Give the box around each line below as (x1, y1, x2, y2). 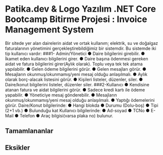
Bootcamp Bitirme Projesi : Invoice (5, 14, 147, 25)
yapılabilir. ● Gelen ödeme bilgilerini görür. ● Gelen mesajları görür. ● (5, 66, 146, 72)
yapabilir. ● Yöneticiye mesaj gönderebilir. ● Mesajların (5, 92, 117, 98)
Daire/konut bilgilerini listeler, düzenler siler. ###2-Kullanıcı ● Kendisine (5, 81, 150, 87)
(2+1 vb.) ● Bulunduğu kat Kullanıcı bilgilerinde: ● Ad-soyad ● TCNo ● (5, 107, 150, 113)
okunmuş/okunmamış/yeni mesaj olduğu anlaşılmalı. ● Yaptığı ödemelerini (5, 97, 155, 103)
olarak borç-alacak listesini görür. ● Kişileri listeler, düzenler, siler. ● (5, 77, 143, 82)
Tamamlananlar (5, 127, 54, 135)
